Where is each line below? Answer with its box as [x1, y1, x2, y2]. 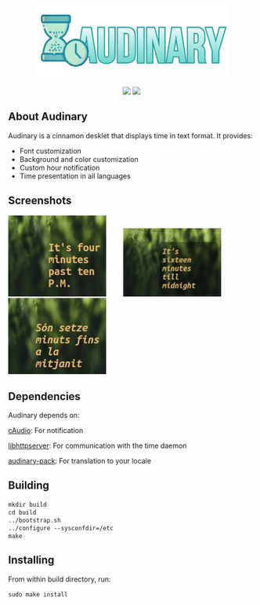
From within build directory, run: [8, 574, 111, 584]
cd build [8, 508, 37, 516]
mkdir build [8, 500, 47, 508]
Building [8, 478, 49, 493]
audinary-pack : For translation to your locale [8, 456, 151, 466]
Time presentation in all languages [19, 171, 131, 181]
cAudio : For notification [8, 426, 84, 435]
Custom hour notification [19, 163, 100, 172]
